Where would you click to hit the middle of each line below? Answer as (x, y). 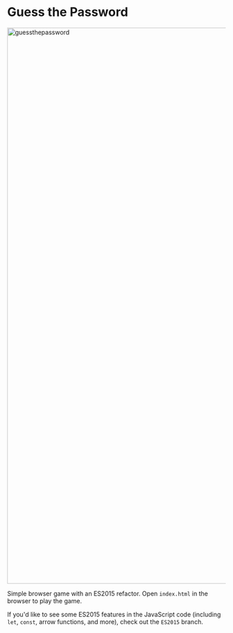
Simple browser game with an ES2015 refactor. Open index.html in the (107, 593)
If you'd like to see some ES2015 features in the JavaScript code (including (114, 614)
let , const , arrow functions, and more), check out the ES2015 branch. (105, 622)
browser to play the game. (45, 601)
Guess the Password (68, 12)
